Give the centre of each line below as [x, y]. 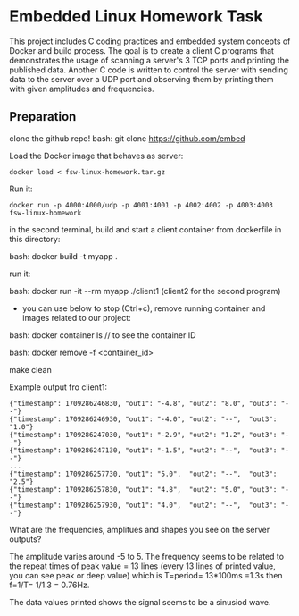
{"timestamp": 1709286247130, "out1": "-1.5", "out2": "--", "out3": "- [149, 450]
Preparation [43, 117]
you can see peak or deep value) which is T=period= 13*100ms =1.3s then [146, 575]
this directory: [35, 239]
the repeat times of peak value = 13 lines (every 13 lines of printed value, [142, 566]
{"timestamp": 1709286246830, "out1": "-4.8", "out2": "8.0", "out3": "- [149, 403]
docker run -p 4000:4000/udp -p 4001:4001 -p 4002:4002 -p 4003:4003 [141, 205]
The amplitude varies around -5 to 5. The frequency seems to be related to [146, 556]
